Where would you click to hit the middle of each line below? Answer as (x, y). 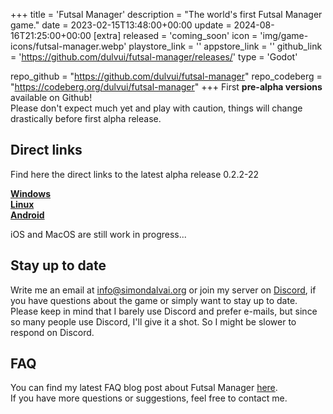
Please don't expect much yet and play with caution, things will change (156, 108)
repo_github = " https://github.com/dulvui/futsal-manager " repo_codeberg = (166, 76)
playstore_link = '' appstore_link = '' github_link (225, 46)
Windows (30, 193)
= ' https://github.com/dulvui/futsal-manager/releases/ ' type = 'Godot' (154, 57)
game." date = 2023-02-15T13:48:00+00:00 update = (121, 25)
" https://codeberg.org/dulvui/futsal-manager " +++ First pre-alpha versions (166, 87)
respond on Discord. (52, 332)
